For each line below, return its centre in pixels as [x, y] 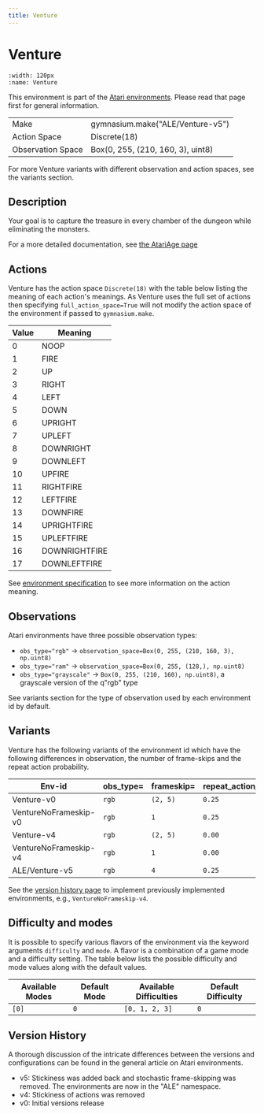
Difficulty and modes [60, 923]
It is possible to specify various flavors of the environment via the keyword [129, 941]
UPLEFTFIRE [65, 538]
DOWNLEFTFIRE [72, 564]
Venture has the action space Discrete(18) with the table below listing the [128, 288]
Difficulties [157, 996]
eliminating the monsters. [49, 229]
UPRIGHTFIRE [68, 525]
